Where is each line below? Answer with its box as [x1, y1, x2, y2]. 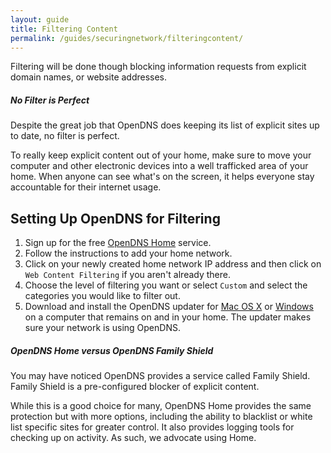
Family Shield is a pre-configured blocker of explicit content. [10, 381, 260, 393]
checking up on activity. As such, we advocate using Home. [10, 432, 257, 444]
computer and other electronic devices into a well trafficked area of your [10, 160, 309, 172]
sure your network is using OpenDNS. [24, 322, 181, 334]
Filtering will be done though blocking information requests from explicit [10, 61, 307, 73]
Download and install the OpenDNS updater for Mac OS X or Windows [24, 301, 314, 313]
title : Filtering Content [10, 24, 118, 34]
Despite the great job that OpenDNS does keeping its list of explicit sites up [10, 119, 320, 131]
